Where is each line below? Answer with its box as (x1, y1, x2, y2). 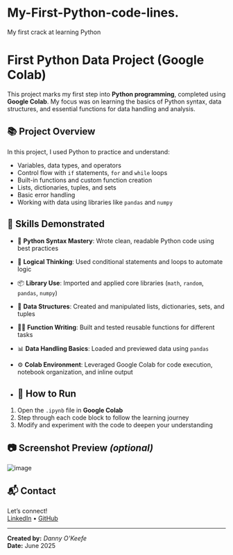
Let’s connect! (7, 506, 48, 515)
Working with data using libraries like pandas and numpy (17, 198, 173, 206)
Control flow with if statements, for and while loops (17, 168, 168, 176)
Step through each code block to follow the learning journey (17, 413, 189, 422)
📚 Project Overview (7, 126, 96, 138)
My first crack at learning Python (7, 28, 101, 36)
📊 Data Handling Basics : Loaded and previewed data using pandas (17, 344, 209, 352)
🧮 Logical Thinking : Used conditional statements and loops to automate (17, 257, 223, 265)
